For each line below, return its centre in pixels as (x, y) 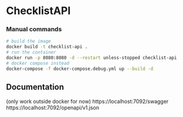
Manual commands (34, 29)
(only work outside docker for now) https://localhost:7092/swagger (87, 101)
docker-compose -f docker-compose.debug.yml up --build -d (80, 69)
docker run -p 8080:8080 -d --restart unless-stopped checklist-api (91, 58)
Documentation (35, 87)
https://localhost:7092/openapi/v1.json (53, 108)
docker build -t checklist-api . (47, 47)
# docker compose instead (38, 63)
